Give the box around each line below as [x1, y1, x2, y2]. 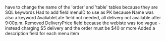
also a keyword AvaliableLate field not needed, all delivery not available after [5, 15, 161, 20]
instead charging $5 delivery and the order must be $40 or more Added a [5, 25, 155, 31]
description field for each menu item [5, 31, 79, 36]
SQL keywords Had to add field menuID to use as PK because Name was [5, 9, 154, 15]
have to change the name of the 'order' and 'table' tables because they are [5, 4, 158, 10]
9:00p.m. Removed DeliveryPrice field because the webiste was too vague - [5, 20, 161, 26]
